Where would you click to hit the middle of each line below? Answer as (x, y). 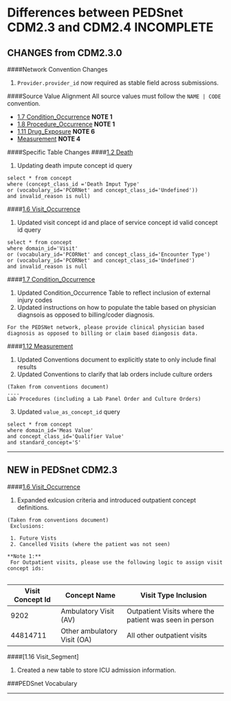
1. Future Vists (33, 538)
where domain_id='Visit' (43, 248)
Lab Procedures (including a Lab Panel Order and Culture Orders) (104, 399)
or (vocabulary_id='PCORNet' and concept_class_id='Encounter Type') (109, 255)
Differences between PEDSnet (95, 13)
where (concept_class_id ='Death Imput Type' (73, 184)
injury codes (35, 300)
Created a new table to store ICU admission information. (97, 670)
